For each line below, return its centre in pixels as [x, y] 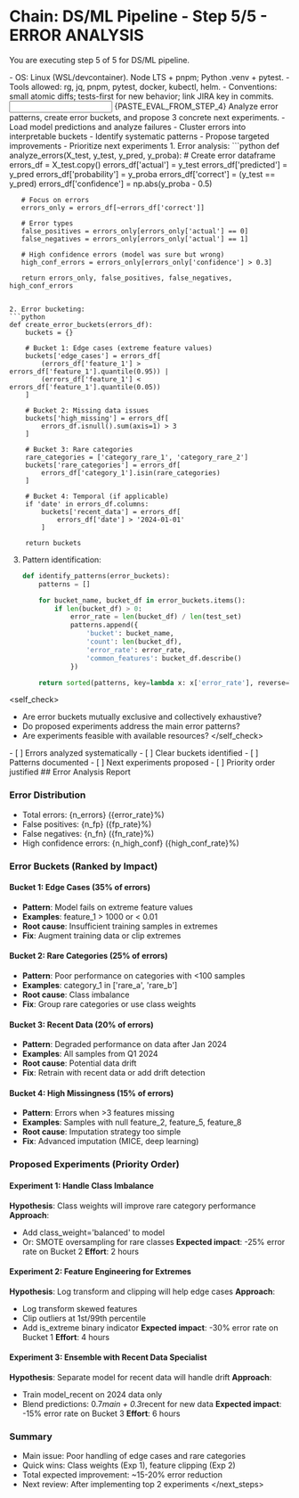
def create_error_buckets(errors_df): [81, 324]
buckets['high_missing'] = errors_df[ [97, 418]
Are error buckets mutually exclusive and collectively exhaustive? [142, 717]
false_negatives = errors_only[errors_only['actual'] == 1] [135, 239]
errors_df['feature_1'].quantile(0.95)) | [89, 372]
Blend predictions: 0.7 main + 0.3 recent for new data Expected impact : [152, 1404]
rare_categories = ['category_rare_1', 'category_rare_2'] [137, 457]
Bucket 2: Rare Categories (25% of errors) [89, 956]
